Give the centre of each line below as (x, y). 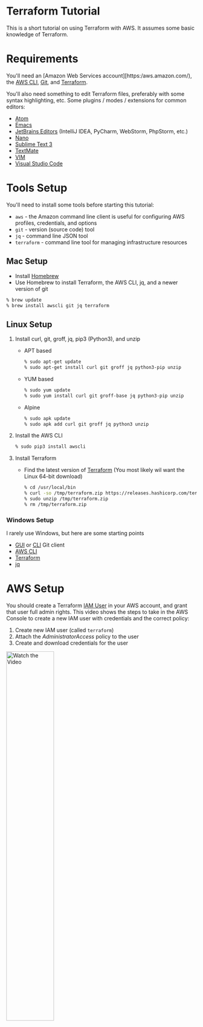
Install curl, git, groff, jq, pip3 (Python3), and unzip (78, 339)
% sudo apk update (47, 418)
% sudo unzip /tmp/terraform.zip (66, 499)
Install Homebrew (37, 276)
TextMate (27, 150)
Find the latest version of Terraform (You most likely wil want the (104, 470)
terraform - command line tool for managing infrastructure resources (101, 242)
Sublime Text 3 (34, 144)
